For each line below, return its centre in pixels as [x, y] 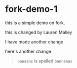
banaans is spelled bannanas [45, 61]
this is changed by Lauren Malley [39, 32]
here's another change [28, 51]
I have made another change [34, 42]
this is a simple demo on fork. [35, 23]
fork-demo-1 [31, 9]
